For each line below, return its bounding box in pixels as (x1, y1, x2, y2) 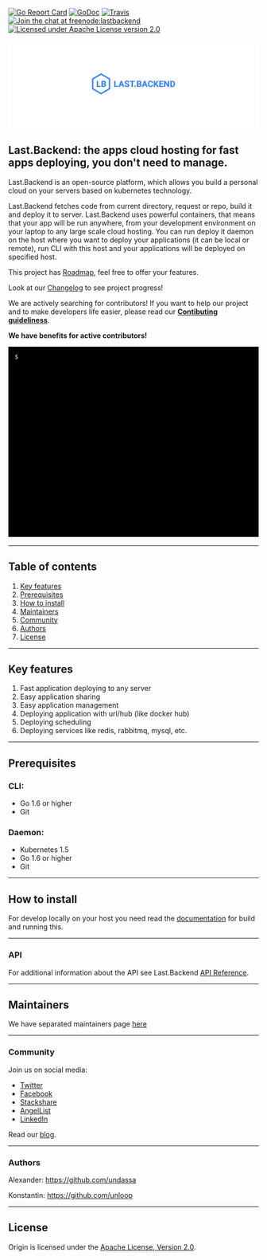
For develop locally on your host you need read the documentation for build (8, 913, 256, 924)
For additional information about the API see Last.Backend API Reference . (8, 968, 250, 977)
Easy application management (19, 701, 119, 710)
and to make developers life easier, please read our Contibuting (8, 307, 219, 316)
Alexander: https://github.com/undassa (8, 1175, 137, 1184)
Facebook (19, 1089, 53, 1098)
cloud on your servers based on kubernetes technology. (8, 186, 192, 195)
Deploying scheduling (19, 717, 91, 727)
